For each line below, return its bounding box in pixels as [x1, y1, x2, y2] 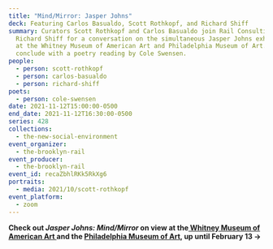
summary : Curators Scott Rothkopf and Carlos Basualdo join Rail [8, 27, 234, 35]
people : [8, 58, 35, 66]
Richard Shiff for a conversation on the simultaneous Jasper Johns [15, 34, 253, 43]
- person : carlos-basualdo [15, 72, 107, 80]
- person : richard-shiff [15, 79, 100, 88]
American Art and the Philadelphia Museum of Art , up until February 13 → [8, 231, 262, 241]
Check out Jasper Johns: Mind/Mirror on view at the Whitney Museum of [8, 222, 261, 232]
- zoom [15, 200, 38, 208]
